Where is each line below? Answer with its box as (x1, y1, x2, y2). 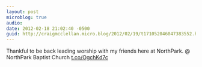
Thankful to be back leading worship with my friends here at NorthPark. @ (6, 47, 191, 54)
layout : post (6, 8, 39, 15)
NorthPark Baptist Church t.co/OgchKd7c (6, 54, 108, 61)
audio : (6, 20, 23, 26)
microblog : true (6, 14, 47, 20)
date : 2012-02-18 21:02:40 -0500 (6, 25, 90, 32)
